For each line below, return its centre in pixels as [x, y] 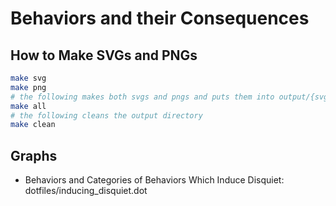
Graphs [34, 155]
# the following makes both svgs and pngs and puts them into [142, 97]
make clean [33, 125]
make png [28, 87]
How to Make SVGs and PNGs [104, 55]
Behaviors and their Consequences [160, 18]
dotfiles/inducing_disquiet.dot [86, 191]
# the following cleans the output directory [106, 115]
